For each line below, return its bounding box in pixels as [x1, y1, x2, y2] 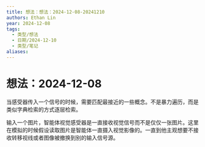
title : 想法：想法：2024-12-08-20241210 [6, 9, 105, 15]
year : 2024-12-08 [6, 20, 51, 26]
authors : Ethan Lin [6, 15, 56, 21]
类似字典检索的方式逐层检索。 [6, 106, 81, 113]
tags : [6, 26, 20, 32]
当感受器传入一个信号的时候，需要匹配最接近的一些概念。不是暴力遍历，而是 [6, 98, 199, 106]
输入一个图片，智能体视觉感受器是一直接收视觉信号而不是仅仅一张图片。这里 [6, 118, 199, 126]
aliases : [6, 49, 29, 55]
